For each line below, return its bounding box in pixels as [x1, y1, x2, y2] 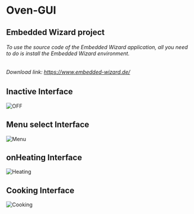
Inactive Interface [6, 87, 73, 97]
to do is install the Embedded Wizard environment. [6, 50, 130, 57]
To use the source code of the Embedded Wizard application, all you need [6, 44, 188, 51]
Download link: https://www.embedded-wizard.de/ [6, 68, 131, 75]
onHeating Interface [6, 152, 82, 163]
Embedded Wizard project [6, 27, 105, 37]
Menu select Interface [6, 120, 90, 130]
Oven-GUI [6, 4, 56, 17]
